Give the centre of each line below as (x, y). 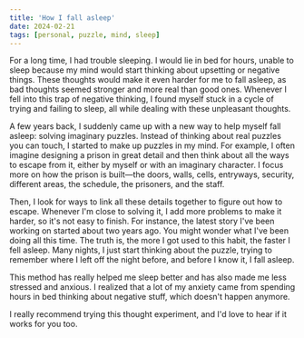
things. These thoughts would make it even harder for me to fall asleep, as (148, 80)
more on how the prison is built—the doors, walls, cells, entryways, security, (152, 174)
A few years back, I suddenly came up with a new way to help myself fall (145, 126)
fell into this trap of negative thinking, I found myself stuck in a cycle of (142, 99)
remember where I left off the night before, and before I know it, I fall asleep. (152, 260)
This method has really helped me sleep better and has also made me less (148, 277)
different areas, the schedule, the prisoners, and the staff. (117, 184)
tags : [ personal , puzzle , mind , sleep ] (85, 35)
